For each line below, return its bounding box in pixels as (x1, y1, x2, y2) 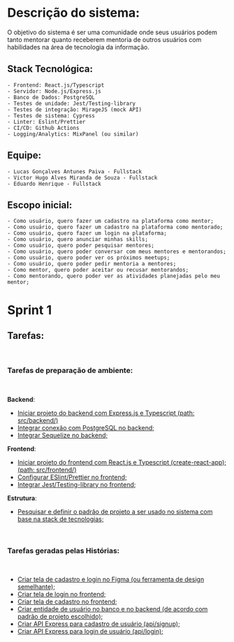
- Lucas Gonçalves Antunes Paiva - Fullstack (7, 168, 142, 175)
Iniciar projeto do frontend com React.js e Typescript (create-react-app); (17, 458, 227, 466)
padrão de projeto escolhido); (17, 612, 103, 620)
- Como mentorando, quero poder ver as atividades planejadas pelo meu (7, 272, 220, 280)
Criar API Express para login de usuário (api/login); (17, 627, 164, 635)
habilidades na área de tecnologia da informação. (7, 43, 150, 51)
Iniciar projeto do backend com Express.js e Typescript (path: (17, 409, 195, 417)
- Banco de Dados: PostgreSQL (7, 94, 96, 101)
